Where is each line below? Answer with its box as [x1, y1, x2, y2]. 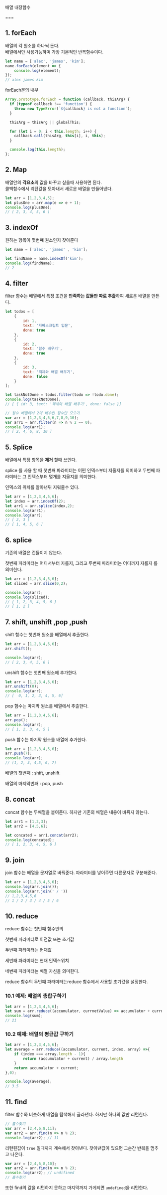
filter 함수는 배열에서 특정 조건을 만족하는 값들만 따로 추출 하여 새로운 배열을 [5, 293, 151, 299]
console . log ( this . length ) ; [9, 147, 66, 152]
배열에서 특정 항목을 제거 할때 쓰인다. [5, 457, 77, 463]
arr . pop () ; [5, 717, 28, 722]
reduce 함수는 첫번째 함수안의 [5, 926, 64, 932]
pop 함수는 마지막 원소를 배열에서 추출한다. [5, 703, 89, 709]
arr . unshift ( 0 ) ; [5, 684, 39, 689]
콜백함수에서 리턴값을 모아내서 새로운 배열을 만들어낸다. [5, 185, 113, 191]
